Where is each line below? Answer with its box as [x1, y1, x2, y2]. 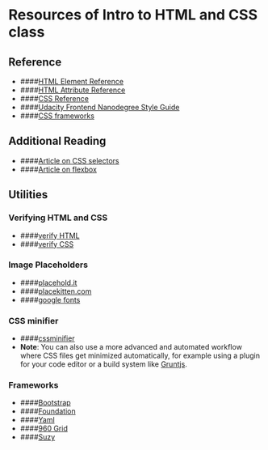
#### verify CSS [19, 239, 74, 248]
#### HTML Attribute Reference [19, 85, 126, 95]
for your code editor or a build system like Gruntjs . [19, 359, 187, 369]
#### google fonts [19, 295, 81, 304]
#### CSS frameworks [19, 111, 95, 121]
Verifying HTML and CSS [8, 212, 108, 223]
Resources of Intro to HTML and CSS [8, 6, 258, 24]
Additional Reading [8, 134, 107, 148]
